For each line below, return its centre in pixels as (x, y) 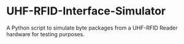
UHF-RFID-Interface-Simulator (86, 11)
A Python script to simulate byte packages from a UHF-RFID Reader (92, 28)
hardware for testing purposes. (45, 34)
